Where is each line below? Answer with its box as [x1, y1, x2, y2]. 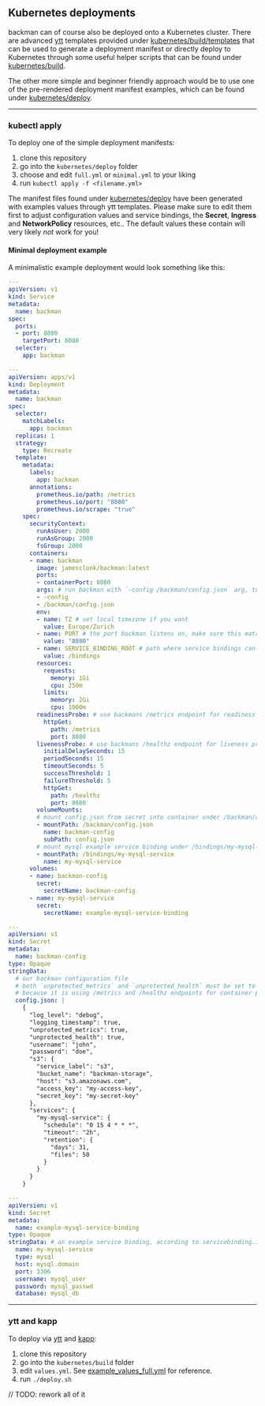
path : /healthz [50, 791, 101, 800]
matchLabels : [22, 418, 65, 426]
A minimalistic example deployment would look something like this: [8, 263, 226, 272]
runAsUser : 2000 [36, 527, 90, 535]
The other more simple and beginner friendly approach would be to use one [8, 76, 255, 85]
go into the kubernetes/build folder [19, 1357, 135, 1367]
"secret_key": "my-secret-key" [36, 1092, 140, 1100]
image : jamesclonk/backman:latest [36, 564, 150, 572]
